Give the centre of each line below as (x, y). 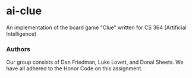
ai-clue (24, 11)
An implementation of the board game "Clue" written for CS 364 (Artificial (96, 27)
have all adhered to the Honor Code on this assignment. (74, 68)
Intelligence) (21, 33)
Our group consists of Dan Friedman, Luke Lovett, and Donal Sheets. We (95, 62)
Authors (18, 49)
